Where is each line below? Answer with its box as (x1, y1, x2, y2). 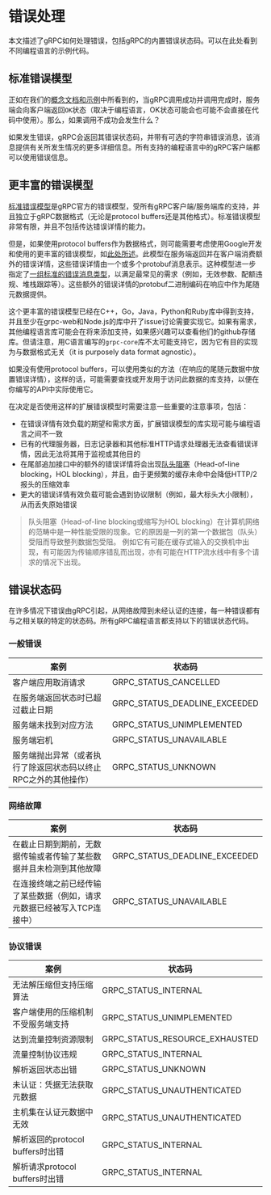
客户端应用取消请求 (12, 677, 86, 688)
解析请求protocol (12, 1161, 77, 1172)
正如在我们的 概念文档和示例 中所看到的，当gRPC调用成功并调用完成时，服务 (8, 95, 261, 104)
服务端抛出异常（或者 (12, 750, 94, 761)
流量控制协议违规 (12, 1049, 78, 1060)
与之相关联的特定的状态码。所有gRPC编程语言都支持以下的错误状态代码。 (8, 616, 253, 626)
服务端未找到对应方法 (12, 719, 94, 730)
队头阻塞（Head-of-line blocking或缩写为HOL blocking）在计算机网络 (27, 517, 260, 526)
